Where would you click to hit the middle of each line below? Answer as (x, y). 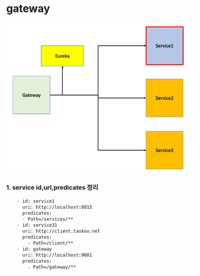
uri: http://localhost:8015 (57, 207)
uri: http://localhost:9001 (57, 255)
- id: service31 (37, 225)
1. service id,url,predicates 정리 (52, 187)
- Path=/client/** (51, 243)
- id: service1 (36, 201)
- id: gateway (34, 249)
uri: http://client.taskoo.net (61, 231)
